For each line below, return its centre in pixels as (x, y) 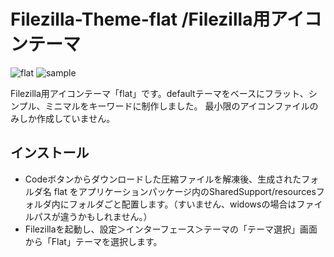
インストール (50, 153)
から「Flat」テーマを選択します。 (93, 241)
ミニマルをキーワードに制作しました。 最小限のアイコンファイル (177, 106)
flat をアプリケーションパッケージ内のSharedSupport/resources (185, 191)
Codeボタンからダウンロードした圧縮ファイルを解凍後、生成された (163, 179)
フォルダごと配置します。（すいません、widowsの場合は (182, 204)
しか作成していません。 (67, 118)
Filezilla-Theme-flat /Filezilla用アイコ (166, 19)
